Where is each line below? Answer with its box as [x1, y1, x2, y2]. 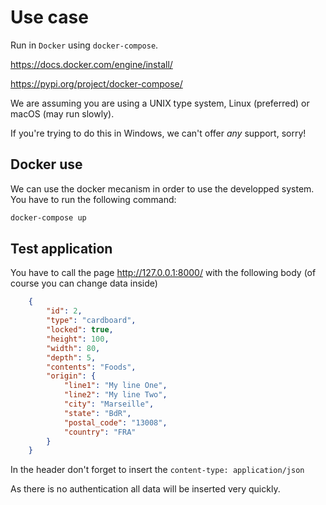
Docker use [10, 156, 83, 173]
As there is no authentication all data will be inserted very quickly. [10, 483, 281, 495]
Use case [10, 6, 89, 29]
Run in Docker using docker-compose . [10, 39, 159, 51]
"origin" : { [46, 371, 97, 381]
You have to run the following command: [10, 193, 177, 205]
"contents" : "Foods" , [46, 362, 137, 372]
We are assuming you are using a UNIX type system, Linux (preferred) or [10, 97, 310, 109]
